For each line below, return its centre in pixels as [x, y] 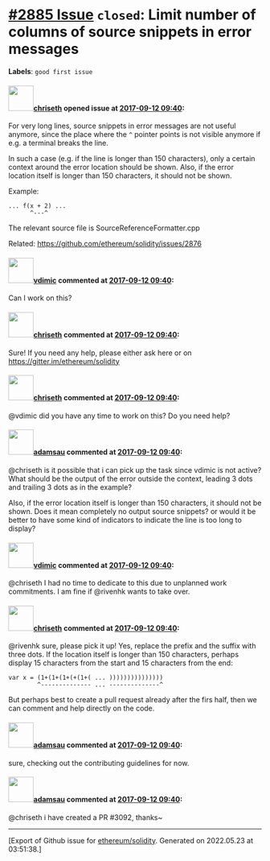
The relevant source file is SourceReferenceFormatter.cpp [104, 228]
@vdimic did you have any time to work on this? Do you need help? [119, 416]
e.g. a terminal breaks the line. [58, 143]
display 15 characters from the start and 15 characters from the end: [121, 663]
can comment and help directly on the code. [82, 708]
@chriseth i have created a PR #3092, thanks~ [86, 817]
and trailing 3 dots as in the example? [70, 487]
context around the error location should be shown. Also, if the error [121, 168]
